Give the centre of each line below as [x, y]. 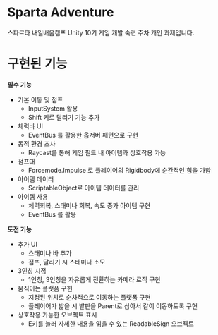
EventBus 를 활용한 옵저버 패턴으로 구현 [83, 135]
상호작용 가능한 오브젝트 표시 [57, 315]
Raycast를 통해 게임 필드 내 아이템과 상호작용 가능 [97, 152]
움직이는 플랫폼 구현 [45, 288]
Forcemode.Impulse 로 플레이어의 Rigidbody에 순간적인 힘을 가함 [120, 170]
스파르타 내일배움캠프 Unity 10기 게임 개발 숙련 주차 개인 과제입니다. [101, 32]
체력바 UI [30, 126]
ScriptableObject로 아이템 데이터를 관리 [84, 188]
